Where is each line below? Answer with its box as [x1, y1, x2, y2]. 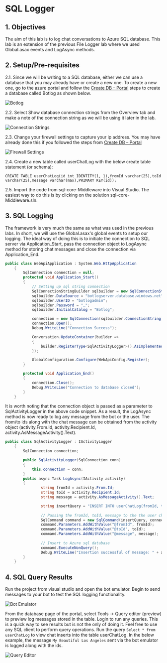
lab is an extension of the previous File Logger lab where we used [5, 41, 140, 47]
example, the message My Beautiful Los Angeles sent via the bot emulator [5, 637, 159, 643]
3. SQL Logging [5, 212, 54, 220]
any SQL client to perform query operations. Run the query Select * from [5, 627, 156, 633]
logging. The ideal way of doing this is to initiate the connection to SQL [5, 235, 150, 242]
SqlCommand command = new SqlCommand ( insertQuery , [40, 518, 148, 523]
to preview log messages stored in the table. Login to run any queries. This [5, 616, 158, 622]
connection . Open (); [31, 321, 72, 326]
